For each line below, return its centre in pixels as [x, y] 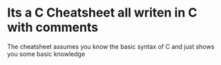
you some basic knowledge [46, 54]
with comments [53, 27]
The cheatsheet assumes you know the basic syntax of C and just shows [111, 46]
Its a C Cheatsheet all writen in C [102, 13]
